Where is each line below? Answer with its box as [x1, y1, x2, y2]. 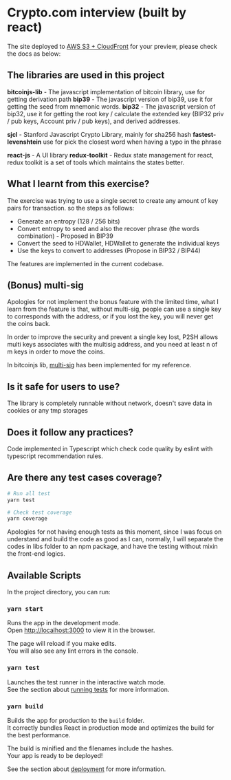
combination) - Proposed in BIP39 [16, 232, 113, 240]
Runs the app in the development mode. [7, 619, 120, 627]
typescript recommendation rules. [7, 452, 103, 460]
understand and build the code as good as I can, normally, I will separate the [7, 535, 223, 543]
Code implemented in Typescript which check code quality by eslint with [7, 445, 213, 453]
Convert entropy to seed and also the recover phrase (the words [16, 224, 199, 232]
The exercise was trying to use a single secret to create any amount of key [7, 196, 219, 204]
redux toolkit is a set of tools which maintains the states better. [7, 158, 184, 166]
